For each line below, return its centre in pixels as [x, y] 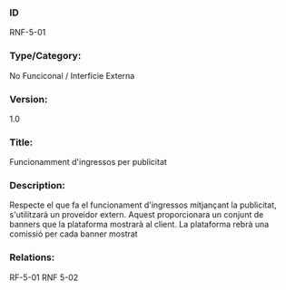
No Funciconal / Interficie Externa [72, 75]
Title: [21, 142]
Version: [29, 99]
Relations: [32, 257]
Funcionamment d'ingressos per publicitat [89, 162]
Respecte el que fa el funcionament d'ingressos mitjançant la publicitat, [143, 205]
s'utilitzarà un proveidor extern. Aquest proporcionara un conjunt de [137, 215]
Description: [37, 186]
